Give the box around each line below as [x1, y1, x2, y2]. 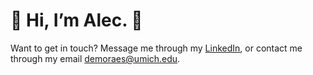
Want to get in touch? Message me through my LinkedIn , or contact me [10, 42, 303, 54]
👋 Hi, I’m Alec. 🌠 [10, 9, 143, 32]
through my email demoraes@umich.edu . [10, 52, 181, 64]
